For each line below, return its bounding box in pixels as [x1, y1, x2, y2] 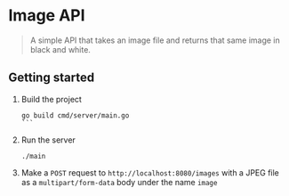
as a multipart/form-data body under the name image [20, 176, 218, 187]
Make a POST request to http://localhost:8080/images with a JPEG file [20, 167, 279, 178]
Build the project [20, 94, 82, 104]
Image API [8, 5, 85, 26]
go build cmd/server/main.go [20, 110, 130, 120]
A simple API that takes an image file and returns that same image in [29, 35, 281, 45]
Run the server [20, 135, 76, 145]
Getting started [8, 70, 95, 86]
